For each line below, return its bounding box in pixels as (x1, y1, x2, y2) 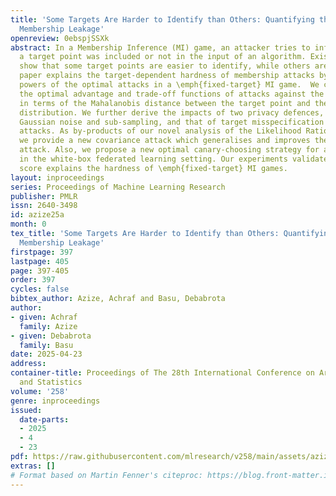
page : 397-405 (10, 266, 70, 276)
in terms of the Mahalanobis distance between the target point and (19, 98, 311, 108)
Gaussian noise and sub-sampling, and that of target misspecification (19, 117, 325, 127)
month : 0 (10, 219, 47, 230)
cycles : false (10, 284, 70, 295)
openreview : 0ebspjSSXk (10, 33, 110, 43)
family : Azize (19, 321, 78, 331)
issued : (10, 405, 43, 415)
